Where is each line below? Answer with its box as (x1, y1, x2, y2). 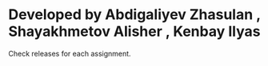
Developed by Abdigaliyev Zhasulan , (8, 6, 262, 24)
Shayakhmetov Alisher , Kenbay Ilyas (8, 22, 261, 41)
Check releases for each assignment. (8, 49, 131, 58)
